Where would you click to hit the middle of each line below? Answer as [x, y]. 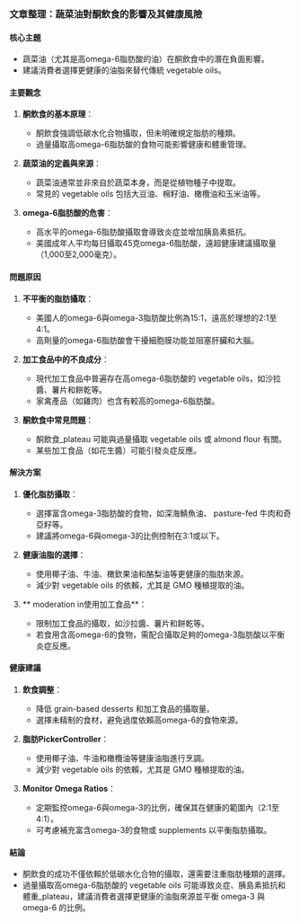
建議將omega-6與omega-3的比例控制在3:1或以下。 [130, 536]
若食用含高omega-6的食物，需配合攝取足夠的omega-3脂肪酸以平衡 [160, 634]
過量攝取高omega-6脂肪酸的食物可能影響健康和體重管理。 [143, 145]
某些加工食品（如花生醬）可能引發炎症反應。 [119, 450]
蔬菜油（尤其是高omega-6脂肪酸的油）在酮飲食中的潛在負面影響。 [146, 59]
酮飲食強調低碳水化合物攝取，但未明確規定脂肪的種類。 [138, 133]
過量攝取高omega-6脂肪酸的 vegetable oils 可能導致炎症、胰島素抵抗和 [154, 885]
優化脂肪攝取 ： [50, 494]
